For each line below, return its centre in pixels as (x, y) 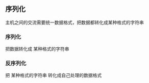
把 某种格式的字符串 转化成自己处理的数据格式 (54, 75)
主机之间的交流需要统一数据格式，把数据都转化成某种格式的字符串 (74, 22)
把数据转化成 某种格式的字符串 (37, 49)
